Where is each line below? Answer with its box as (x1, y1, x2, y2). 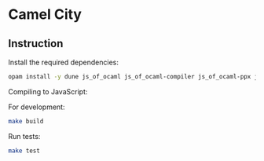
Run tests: (8, 131, 41, 141)
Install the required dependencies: (8, 57, 119, 67)
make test (8, 147, 41, 155)
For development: (8, 102, 65, 112)
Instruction (8, 37, 64, 50)
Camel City (8, 5, 82, 24)
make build (8, 117, 44, 125)
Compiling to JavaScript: (8, 86, 88, 96)
